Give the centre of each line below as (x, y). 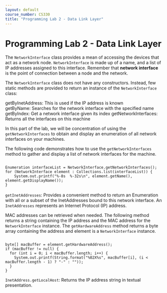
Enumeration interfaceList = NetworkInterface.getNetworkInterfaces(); (81, 168)
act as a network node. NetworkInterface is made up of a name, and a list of (83, 63)
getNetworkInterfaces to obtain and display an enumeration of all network (81, 134)
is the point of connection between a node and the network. (67, 73)
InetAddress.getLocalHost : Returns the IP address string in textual (73, 280)
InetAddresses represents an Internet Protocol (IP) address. (66, 206)
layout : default (22, 10)
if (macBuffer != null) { (32, 249)
